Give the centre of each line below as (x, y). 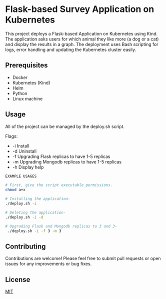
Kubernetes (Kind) (31, 82)
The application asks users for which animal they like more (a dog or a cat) (82, 39)
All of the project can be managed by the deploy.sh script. (65, 126)
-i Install (21, 145)
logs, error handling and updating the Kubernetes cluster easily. (71, 49)
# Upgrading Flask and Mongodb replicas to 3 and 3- (61, 226)
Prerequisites (26, 65)
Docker (20, 77)
